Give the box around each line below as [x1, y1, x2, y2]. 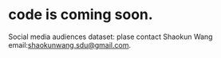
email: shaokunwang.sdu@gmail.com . [8, 40, 132, 49]
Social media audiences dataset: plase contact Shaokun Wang [8, 32, 213, 41]
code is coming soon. [8, 6, 153, 24]
